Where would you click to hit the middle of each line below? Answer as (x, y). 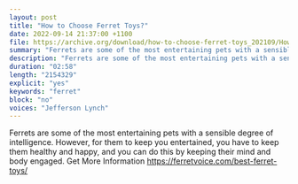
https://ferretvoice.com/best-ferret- (212, 161)
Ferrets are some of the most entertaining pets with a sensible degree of (141, 133)
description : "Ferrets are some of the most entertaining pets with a (142, 58)
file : (19, 42)
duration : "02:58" (43, 67)
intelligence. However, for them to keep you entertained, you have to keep (144, 142)
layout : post (33, 17)
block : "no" (31, 100)
